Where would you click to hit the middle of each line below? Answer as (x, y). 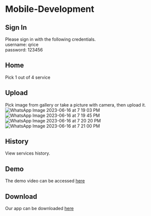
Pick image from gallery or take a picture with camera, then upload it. (75, 105)
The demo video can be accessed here (45, 181)
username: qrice (22, 45)
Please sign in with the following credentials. (50, 39)
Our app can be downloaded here (40, 209)
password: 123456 (24, 50)
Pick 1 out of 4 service (28, 77)
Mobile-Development (50, 9)
